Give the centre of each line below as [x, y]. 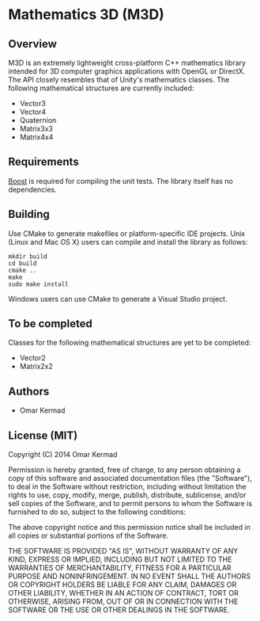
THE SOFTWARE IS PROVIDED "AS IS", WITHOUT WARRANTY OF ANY [123, 551]
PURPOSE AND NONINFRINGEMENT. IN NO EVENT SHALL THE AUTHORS [130, 577]
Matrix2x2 [36, 367]
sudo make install [38, 284]
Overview [33, 44]
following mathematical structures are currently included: [101, 88]
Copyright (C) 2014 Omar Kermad [63, 455]
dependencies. [32, 189]
